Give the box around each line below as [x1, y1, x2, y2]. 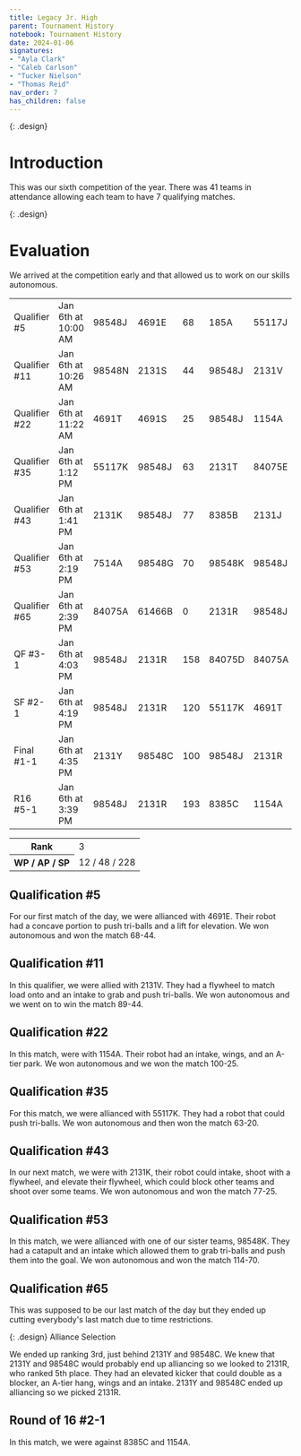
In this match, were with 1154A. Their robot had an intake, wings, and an [9, 1048, 275, 1059]
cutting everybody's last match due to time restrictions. [9, 1314, 213, 1324]
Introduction [9, 152, 104, 173]
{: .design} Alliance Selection [9, 1331, 116, 1342]
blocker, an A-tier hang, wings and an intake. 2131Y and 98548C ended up [9, 1377, 284, 1388]
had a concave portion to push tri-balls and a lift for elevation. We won [9, 920, 269, 932]
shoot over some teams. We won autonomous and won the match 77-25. [9, 1186, 278, 1197]
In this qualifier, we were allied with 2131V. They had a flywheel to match [9, 979, 276, 990]
